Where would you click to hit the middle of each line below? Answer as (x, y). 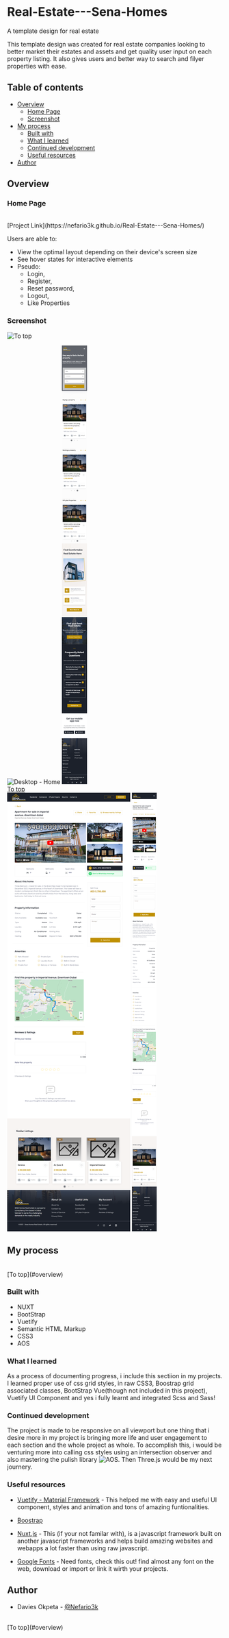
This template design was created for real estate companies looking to (106, 44)
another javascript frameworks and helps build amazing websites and (115, 1541)
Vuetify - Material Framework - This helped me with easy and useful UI (117, 1500)
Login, (36, 274)
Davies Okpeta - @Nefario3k (57, 1606)
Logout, (38, 296)
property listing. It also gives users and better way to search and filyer (106, 58)
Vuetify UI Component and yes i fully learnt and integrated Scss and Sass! (111, 1398)
